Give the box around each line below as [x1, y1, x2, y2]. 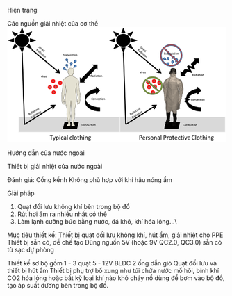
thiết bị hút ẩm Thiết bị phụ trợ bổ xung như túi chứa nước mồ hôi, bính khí [7, 266, 219, 274]
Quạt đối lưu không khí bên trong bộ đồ [17, 202, 130, 211]
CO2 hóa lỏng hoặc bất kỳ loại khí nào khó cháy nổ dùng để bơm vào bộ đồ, [7, 274, 225, 282]
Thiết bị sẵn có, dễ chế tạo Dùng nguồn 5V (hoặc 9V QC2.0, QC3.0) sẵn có [7, 238, 222, 246]
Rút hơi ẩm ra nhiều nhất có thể [17, 210, 108, 218]
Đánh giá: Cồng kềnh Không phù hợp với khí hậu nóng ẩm [7, 175, 172, 183]
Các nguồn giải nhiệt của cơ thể [7, 19, 99, 27]
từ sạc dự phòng [7, 245, 54, 254]
